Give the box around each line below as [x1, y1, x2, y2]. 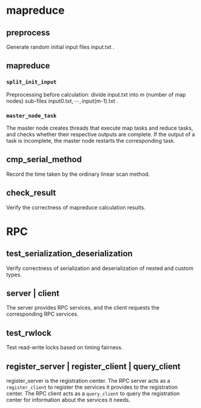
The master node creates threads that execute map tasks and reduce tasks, [6, 124, 193, 131]
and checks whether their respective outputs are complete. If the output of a [6, 130, 195, 138]
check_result [6, 188, 56, 198]
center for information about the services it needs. [6, 397, 131, 404]
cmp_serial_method [6, 154, 82, 165]
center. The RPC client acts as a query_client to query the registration [6, 390, 180, 397]
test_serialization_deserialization [6, 248, 133, 259]
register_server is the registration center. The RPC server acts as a [6, 377, 170, 385]
